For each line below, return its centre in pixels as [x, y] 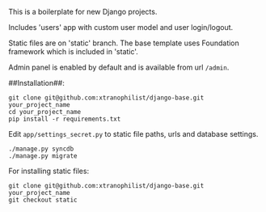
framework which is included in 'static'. [74, 51]
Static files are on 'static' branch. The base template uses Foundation [124, 43]
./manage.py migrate [43, 156]
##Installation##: [36, 83]
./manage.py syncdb [41, 149]
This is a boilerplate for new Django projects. [83, 12]
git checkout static [43, 200]
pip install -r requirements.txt [65, 119]
